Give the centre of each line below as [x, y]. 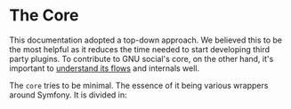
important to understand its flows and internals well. [105, 68]
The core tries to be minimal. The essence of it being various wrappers [139, 85]
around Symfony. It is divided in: [68, 95]
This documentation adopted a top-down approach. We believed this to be [146, 40]
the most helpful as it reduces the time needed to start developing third [139, 49]
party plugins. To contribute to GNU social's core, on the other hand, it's [141, 58]
